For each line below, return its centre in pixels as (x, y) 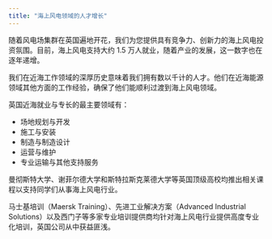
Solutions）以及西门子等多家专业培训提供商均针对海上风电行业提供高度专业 (134, 216)
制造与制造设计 (45, 141)
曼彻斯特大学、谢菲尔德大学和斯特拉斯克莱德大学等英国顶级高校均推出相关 (132, 179)
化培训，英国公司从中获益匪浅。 (62, 226)
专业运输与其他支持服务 (59, 161)
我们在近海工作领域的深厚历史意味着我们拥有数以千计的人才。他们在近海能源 (136, 77)
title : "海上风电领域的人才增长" (58, 16)
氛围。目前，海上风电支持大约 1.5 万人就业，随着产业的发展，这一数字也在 (139, 50)
